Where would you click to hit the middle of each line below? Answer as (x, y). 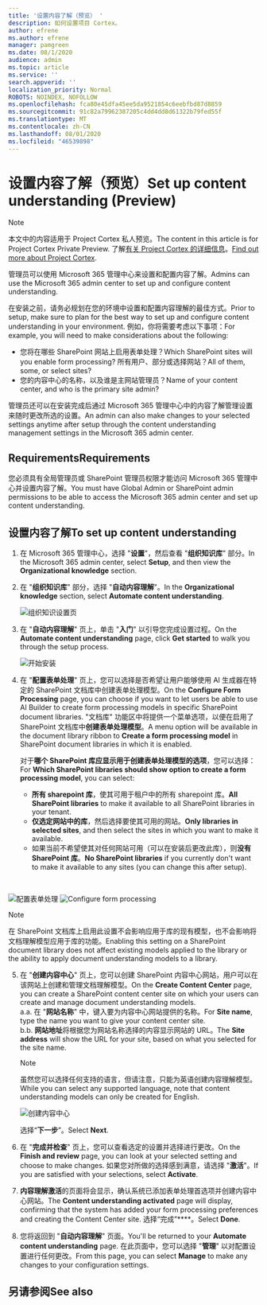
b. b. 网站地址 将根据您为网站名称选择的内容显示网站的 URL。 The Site (132, 1030)
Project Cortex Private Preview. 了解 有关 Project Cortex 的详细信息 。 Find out (133, 249)
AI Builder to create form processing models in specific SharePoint (129, 707)
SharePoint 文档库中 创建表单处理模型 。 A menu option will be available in (139, 727)
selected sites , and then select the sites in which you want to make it (145, 830)
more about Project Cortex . (52, 258)
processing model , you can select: (77, 778)
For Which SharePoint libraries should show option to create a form (133, 769)
